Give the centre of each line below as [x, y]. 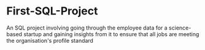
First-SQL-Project [52, 11]
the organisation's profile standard [50, 40]
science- [180, 28]
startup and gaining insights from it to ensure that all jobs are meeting [111, 34]
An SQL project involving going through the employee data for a [87, 28]
